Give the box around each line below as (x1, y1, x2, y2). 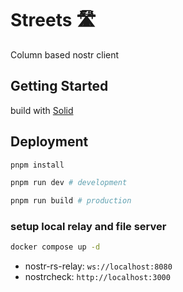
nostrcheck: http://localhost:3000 (24, 271, 171, 283)
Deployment (10, 133, 89, 151)
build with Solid (10, 104, 74, 116)
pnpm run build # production (10, 196, 132, 206)
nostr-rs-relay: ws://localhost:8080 (24, 260, 173, 272)
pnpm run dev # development (10, 178, 128, 188)
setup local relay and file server (10, 220, 167, 234)
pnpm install (10, 160, 65, 170)
